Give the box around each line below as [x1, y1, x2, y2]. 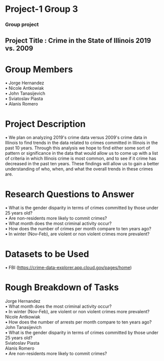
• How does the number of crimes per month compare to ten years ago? [5, 226, 151, 232]
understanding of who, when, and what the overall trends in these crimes [5, 166, 153, 172]
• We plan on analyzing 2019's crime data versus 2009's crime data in [5, 135, 147, 141]
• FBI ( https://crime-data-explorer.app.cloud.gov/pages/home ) [5, 265, 132, 271]
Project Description [5, 118, 86, 129]
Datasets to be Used [5, 248, 89, 259]
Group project [5, 21, 39, 28]
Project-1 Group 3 [5, 3, 79, 15]
